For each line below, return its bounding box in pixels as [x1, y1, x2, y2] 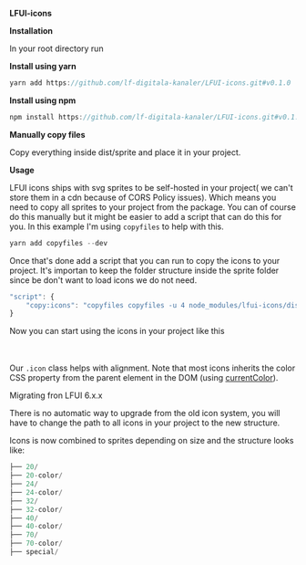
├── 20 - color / [9, 471, 64, 480]
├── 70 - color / [9, 539, 64, 549]
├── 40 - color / [9, 522, 64, 531]
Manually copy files [9, 129, 86, 140]
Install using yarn [9, 61, 76, 71]
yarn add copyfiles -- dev [9, 238, 107, 247]
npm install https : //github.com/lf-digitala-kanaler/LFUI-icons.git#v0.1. [9, 112, 300, 121]
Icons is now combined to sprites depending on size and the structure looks [9, 435, 294, 446]
